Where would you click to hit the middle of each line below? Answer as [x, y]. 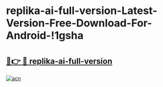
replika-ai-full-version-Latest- [82, 11]
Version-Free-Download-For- [79, 23]
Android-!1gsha [45, 36]
